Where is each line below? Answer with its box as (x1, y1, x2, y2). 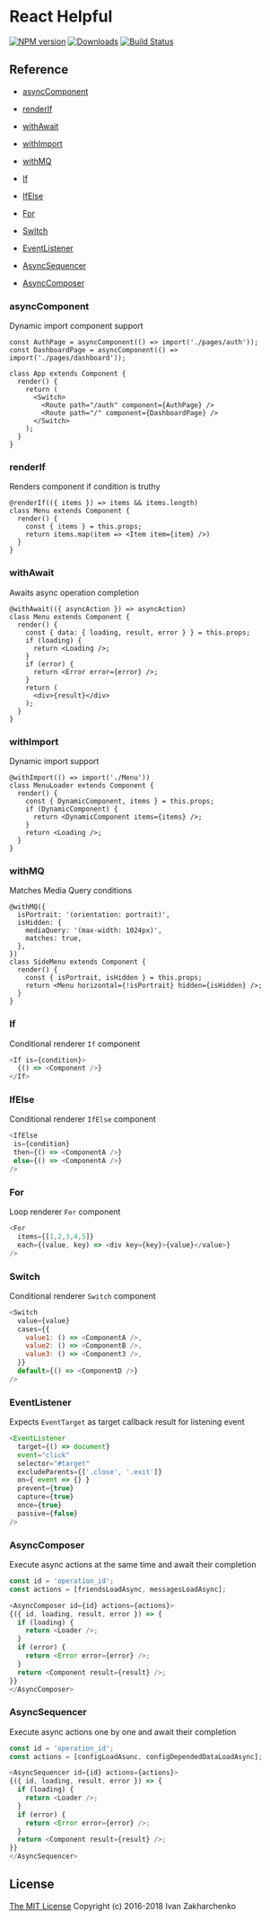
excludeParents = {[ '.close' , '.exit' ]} (17, 1467, 163, 1476)
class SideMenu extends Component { (9, 957, 146, 967)
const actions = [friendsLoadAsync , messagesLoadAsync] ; (9, 1585, 227, 1594)
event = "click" (17, 1450, 70, 1460)
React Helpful (9, 6, 113, 27)
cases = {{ (17, 1324, 50, 1334)
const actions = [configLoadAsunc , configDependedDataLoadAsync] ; (9, 1752, 263, 1761)
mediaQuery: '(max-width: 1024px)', (25, 926, 163, 936)
